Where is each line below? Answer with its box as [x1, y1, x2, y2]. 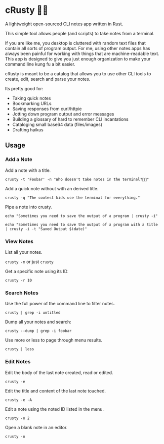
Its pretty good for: [5, 85, 43, 91]
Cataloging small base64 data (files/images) [12, 121, 103, 127]
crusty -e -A [5, 397, 32, 402]
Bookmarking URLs [12, 100, 52, 106]
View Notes [5, 238, 34, 245]
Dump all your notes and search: [5, 319, 72, 325]
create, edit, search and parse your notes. [5, 76, 90, 82]
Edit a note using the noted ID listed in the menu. [5, 406, 104, 412]
